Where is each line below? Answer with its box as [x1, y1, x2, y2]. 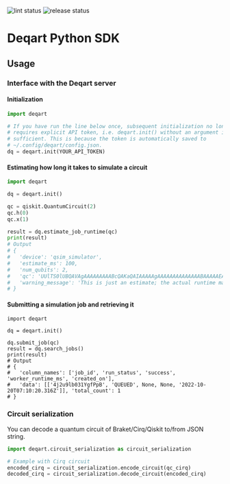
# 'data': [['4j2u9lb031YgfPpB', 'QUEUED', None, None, [7, 381, 176, 389]
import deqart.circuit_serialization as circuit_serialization [7, 446, 192, 452]
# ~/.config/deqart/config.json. [7, 142, 103, 149]
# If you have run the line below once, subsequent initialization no [7, 123, 213, 130]
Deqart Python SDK [7, 31, 120, 46]
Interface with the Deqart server [7, 78, 116, 88]
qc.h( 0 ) [7, 209, 29, 216]
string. [7, 432, 25, 440]
